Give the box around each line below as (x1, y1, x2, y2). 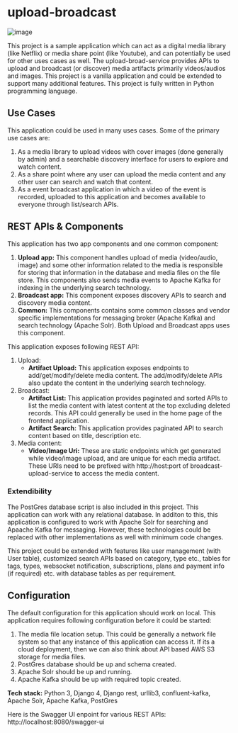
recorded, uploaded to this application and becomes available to (17, 192, 205, 201)
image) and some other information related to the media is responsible (17, 260, 223, 269)
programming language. (7, 86, 78, 95)
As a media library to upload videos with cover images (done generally (17, 147, 224, 156)
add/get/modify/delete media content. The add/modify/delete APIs (28, 371, 223, 379)
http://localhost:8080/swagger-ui (7, 717, 105, 726)
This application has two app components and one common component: (7, 239, 220, 248)
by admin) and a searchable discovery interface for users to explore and (17, 155, 229, 163)
